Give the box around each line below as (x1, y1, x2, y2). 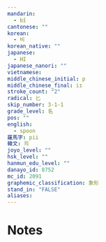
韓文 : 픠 (7, 141, 29, 148)
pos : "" (7, 114, 30, 121)
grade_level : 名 (7, 108, 54, 115)
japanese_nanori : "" (7, 62, 68, 69)
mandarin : (7, 10, 36, 17)
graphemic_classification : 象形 (7, 179, 99, 186)
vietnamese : (7, 69, 42, 76)
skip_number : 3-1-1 (7, 101, 64, 108)
